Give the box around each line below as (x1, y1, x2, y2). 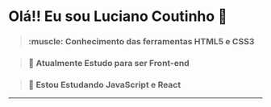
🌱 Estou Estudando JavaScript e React (27, 79, 181, 90)
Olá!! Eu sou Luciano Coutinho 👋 (8, 7, 227, 26)
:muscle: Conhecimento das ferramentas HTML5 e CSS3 (27, 36, 255, 47)
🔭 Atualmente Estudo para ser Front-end (27, 58, 190, 69)
